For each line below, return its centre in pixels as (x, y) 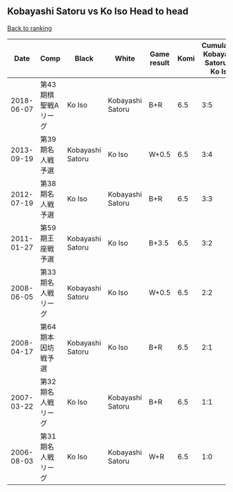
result (160, 63)
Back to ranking (29, 28)
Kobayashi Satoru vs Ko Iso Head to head (98, 11)
